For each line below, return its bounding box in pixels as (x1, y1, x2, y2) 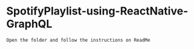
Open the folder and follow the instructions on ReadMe (6, 37, 150, 43)
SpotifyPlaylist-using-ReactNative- (6, 4, 189, 18)
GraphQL (6, 17, 53, 31)
